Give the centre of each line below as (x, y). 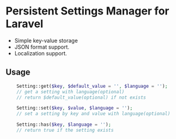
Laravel (24, 24)
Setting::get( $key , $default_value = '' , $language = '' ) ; (92, 86)
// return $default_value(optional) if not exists (81, 97)
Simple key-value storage (46, 40)
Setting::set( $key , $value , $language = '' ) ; (75, 108)
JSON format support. (42, 47)
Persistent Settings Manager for (87, 11)
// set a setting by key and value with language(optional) (93, 114)
